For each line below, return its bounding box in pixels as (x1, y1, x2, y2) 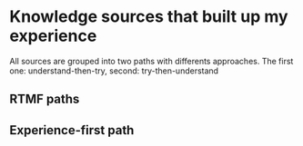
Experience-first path (9, 122, 135, 138)
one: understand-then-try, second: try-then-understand (9, 65, 219, 76)
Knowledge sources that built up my (9, 6, 288, 27)
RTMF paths (9, 92, 80, 107)
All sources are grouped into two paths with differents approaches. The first (9, 55, 294, 66)
